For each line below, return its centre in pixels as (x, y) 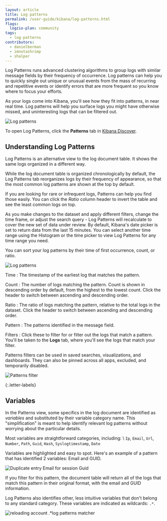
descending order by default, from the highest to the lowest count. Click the (83, 290)
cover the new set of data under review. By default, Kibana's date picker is (82, 225)
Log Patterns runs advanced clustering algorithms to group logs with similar (83, 70)
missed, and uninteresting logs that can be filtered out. (61, 112)
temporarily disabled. (27, 366)
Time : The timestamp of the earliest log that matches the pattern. (73, 275)
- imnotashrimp (25, 51)
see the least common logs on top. (41, 204)
